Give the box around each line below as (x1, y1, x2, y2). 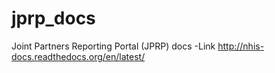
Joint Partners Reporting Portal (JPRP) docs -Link (11, 40, 216, 52)
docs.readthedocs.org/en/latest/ (11, 50, 146, 62)
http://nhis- (217, 40, 265, 52)
